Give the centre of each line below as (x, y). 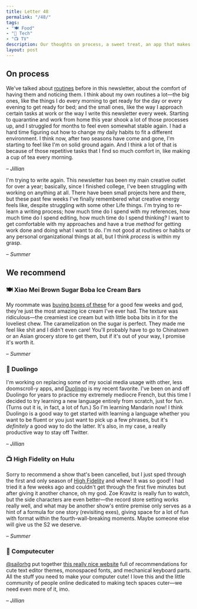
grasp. (14, 243)
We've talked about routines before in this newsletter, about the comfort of (96, 88)
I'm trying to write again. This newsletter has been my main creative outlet (96, 180)
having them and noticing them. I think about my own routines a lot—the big (98, 94)
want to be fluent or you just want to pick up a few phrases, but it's (87, 420)
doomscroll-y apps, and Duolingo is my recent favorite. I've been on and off (98, 388)
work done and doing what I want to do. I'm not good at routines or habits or (98, 230)
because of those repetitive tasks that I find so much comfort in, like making (98, 150)
